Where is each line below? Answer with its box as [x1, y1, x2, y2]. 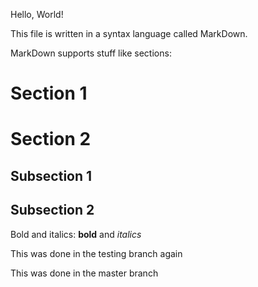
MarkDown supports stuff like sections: [10, 47, 172, 59]
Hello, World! [10, 9, 64, 20]
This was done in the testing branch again [10, 247, 183, 259]
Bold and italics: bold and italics [10, 228, 142, 240]
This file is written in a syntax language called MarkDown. [10, 28, 248, 39]
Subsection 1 [10, 167, 93, 184]
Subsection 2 [10, 202, 95, 219]
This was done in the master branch [10, 267, 159, 279]
